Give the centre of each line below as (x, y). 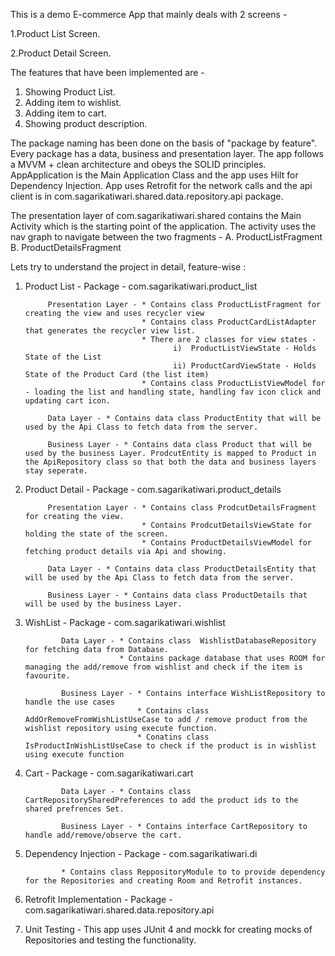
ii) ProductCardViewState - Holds (245, 366)
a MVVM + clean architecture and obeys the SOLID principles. (138, 164)
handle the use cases (69, 702)
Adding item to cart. (65, 113)
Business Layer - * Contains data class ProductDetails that (177, 595)
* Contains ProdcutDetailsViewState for (226, 525)
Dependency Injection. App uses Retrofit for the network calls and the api (161, 185)
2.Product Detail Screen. (61, 53)
